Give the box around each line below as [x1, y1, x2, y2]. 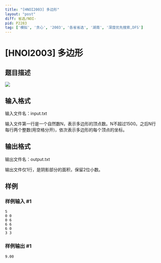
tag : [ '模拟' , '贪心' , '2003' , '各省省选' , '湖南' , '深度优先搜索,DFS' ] [5, 25, 144, 30]
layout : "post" [5, 12, 36, 17]
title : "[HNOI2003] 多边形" [5, 7, 60, 12]
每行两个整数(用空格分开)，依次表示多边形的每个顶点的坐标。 [5, 127, 128, 133]
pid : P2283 [5, 20, 27, 26]
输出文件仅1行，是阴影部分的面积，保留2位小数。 [5, 166, 103, 173]
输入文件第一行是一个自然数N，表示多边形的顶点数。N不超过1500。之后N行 [5, 121, 156, 126]
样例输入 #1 [5, 198, 32, 205]
